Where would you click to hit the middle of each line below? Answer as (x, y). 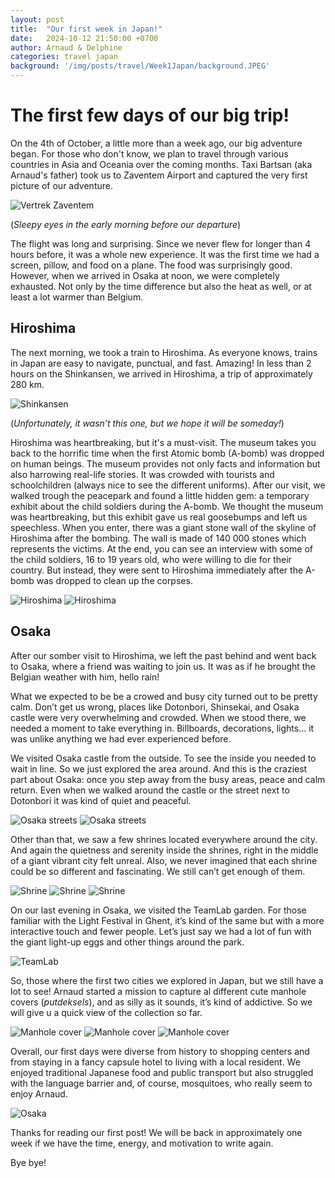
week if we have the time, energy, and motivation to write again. (142, 1143)
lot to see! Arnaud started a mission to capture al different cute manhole (158, 991)
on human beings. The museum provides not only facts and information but (165, 463)
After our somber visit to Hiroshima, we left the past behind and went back (163, 655)
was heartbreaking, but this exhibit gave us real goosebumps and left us (159, 517)
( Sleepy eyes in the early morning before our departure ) (126, 224)
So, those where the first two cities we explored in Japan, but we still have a (167, 980)
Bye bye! (28, 1162)
